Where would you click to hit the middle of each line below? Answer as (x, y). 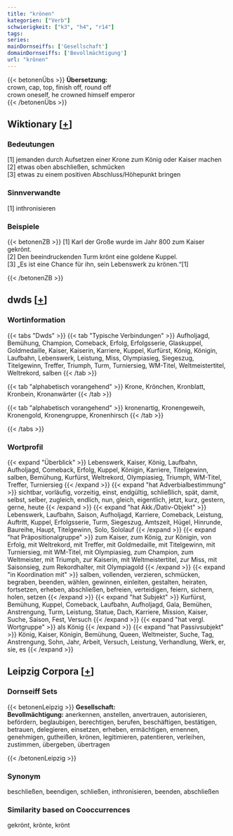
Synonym (24, 776)
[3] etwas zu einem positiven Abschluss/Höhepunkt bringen (94, 175)
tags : (15, 33)
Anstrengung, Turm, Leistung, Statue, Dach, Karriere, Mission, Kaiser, (108, 612)
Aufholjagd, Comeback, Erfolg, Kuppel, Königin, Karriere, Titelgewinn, (108, 470)
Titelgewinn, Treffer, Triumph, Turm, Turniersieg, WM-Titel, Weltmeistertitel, (116, 365)
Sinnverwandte (34, 193)
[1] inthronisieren (32, 208)
